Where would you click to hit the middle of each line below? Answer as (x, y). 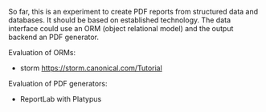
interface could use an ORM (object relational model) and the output (121, 28)
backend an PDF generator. (53, 37)
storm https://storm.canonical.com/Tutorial (91, 68)
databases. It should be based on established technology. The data (120, 20)
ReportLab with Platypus (61, 99)
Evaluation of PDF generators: (58, 84)
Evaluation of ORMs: (42, 52)
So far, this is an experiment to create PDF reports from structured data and (133, 12)
